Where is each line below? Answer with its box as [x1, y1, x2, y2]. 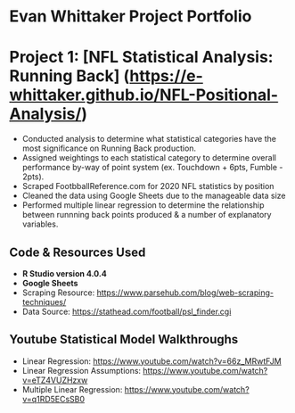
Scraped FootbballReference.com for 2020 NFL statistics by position [21, 181, 275, 192]
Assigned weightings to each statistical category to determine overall [21, 153, 276, 163]
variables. [21, 219, 59, 229]
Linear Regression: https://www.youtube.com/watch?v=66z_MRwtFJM [21, 355, 283, 367]
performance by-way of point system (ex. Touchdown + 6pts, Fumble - [21, 162, 283, 173]
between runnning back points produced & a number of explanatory [21, 210, 272, 220]
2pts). [21, 171, 45, 182]
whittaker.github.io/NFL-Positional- [9, 85, 279, 105]
